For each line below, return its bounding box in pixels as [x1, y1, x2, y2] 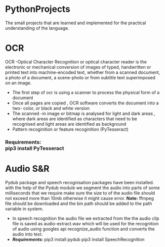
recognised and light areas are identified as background [12, 121, 126, 127]
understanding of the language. [5, 25, 69, 31]
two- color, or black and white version [12, 105, 90, 111]
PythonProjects [5, 3, 71, 15]
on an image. [5, 80, 32, 86]
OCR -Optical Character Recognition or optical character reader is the [5, 58, 147, 65]
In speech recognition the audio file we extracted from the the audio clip [12, 215, 160, 221]
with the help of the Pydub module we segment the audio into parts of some [5, 185, 160, 191]
